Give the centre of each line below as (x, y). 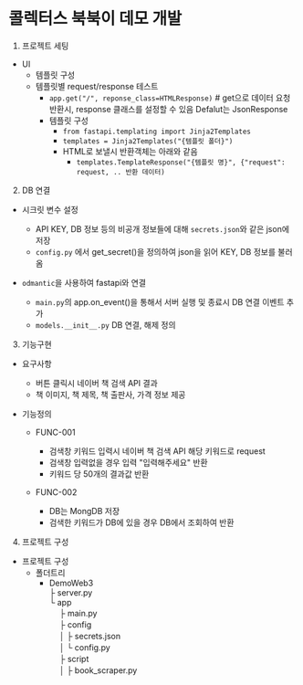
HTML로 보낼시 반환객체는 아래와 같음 (130, 151)
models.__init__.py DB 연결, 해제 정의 (105, 324)
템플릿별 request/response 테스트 (97, 86)
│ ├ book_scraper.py (99, 670)
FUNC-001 (55, 432)
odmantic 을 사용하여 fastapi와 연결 (84, 282)
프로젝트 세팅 (45, 46)
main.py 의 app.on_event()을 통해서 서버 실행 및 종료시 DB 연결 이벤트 (160, 301)
